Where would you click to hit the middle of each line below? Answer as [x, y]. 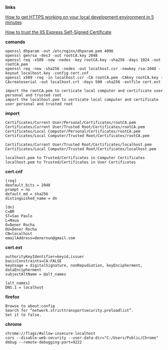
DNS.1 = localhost [24, 288]
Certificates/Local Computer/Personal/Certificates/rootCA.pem [73, 131]
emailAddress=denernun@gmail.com [40, 238]
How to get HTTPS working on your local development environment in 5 [80, 17]
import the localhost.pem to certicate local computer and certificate [82, 100]
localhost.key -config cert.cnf [55, 73]
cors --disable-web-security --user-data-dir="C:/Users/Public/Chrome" [82, 338]
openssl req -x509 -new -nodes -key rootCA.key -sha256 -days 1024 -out [83, 60]
